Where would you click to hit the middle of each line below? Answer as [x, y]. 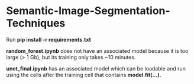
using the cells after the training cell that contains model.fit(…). [84, 75]
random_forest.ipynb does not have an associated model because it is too [97, 51]
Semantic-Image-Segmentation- [88, 11]
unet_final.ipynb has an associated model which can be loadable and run [96, 68]
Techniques [36, 23]
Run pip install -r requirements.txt [49, 39]
